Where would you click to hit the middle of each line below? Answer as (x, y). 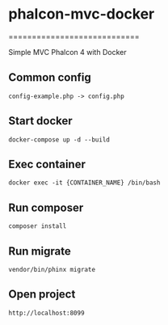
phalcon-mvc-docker (82, 14)
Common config (50, 78)
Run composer (46, 207)
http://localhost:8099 (46, 313)
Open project (42, 295)
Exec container (47, 164)
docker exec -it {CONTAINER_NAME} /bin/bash (84, 183)
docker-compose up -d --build (59, 139)
